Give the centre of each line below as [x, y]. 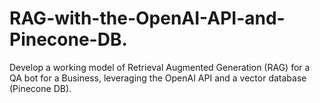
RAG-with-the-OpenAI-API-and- [147, 18]
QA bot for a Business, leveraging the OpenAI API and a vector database [158, 78]
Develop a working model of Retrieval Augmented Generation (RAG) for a [160, 67]
